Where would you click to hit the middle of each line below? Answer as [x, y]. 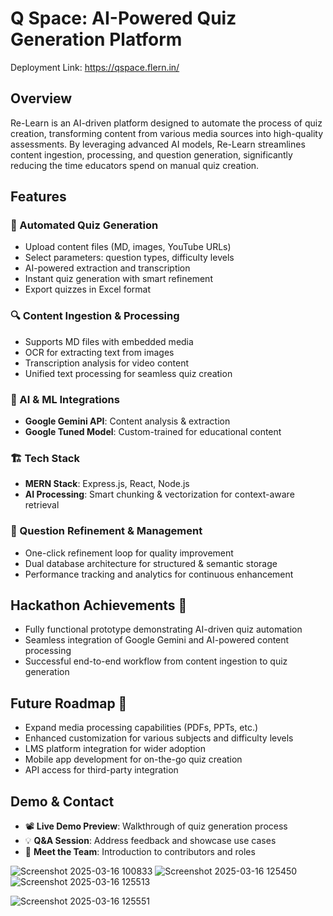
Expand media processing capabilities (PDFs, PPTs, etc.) [141, 728]
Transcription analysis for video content [107, 363]
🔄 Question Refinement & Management [106, 531]
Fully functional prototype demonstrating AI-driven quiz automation [163, 629]
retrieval [42, 505]
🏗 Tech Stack [45, 458]
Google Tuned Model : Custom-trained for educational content [153, 432]
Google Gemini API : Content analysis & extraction [127, 421]
